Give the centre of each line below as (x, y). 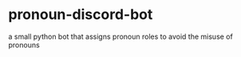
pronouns (24, 44)
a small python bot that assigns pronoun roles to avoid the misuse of (120, 36)
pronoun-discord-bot (81, 15)
